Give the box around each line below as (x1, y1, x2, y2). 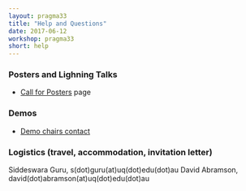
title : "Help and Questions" (8, 20, 107, 28)
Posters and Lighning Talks (8, 69, 118, 80)
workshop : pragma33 (8, 34, 75, 43)
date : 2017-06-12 (8, 27, 67, 35)
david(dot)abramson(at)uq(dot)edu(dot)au (8, 174, 150, 184)
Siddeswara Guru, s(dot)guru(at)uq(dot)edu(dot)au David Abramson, (8, 165, 239, 175)
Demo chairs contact (19, 126, 91, 136)
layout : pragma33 (8, 11, 67, 20)
